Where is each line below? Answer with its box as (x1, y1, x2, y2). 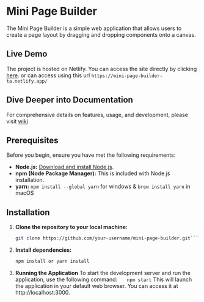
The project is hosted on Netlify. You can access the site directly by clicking (6, 65, 197, 72)
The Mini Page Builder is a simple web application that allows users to (6, 25, 182, 32)
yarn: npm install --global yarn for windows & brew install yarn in (15, 183, 191, 191)
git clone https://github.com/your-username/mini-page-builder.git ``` (15, 235, 199, 241)
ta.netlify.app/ (6, 78, 48, 84)
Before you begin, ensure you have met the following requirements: (6, 151, 176, 159)
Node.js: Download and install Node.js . (15, 164, 114, 171)
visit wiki (6, 118, 29, 125)
